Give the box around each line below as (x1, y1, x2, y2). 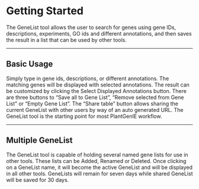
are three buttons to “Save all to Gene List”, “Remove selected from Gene (6, 94, 184, 101)
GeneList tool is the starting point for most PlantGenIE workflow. (6, 113, 162, 120)
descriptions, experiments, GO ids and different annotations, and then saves (6, 30, 192, 37)
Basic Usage (6, 59, 53, 69)
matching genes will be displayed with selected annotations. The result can (6, 81, 190, 88)
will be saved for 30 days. (6, 176, 69, 183)
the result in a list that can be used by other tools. (6, 36, 127, 43)
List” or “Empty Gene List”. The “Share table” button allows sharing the (6, 100, 179, 107)
